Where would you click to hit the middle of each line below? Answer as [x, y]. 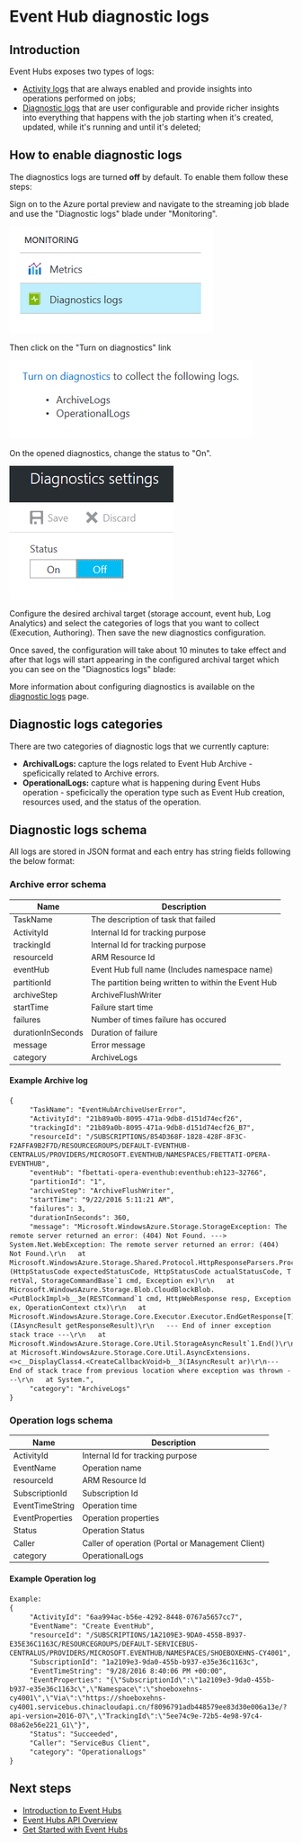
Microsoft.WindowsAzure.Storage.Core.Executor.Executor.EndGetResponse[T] [152, 1317]
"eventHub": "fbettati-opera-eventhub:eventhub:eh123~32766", [148, 1173]
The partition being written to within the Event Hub [184, 982]
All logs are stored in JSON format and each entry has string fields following [150, 851]
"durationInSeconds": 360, [80, 1218]
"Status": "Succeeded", [74, 1734]
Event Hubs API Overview [70, 1820]
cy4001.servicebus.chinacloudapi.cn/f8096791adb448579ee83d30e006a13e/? [148, 1707]
